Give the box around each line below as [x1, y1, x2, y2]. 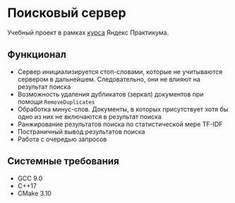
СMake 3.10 [17, 189, 52, 197]
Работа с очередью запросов [17, 135, 107, 143]
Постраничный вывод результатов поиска [17, 127, 145, 135]
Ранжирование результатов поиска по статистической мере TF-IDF [17, 120, 223, 128]
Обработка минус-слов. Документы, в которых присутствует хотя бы [17, 104, 229, 113]
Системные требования [7, 155, 120, 167]
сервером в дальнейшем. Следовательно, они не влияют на [17, 75, 201, 83]
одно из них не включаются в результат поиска [17, 112, 162, 121]
